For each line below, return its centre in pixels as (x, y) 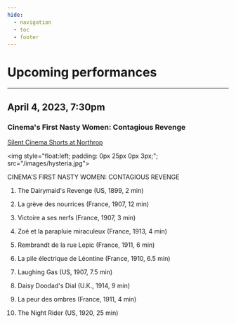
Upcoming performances (82, 73)
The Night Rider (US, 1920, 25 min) (68, 313)
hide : (15, 15)
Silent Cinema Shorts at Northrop (55, 142)
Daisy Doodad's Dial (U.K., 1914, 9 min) (74, 285)
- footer (26, 37)
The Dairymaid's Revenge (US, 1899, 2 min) (80, 190)
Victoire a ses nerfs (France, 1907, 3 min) (77, 217)
